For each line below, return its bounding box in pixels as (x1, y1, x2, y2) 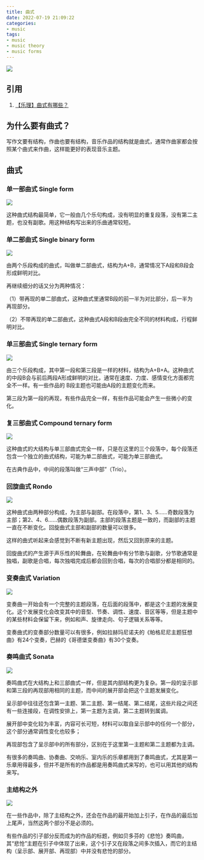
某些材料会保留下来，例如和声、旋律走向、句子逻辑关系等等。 (11, 615, 166, 623)
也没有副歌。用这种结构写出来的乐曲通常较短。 (16, 219, 134, 226)
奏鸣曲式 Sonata (6, 653, 55, 661)
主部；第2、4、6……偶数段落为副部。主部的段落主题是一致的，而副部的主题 (6, 516, 195, 523)
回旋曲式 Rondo (6, 482, 53, 490)
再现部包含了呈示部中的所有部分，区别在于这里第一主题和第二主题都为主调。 (6, 740, 198, 748)
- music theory (6, 43, 45, 49)
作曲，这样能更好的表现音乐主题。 (38, 145, 123, 153)
